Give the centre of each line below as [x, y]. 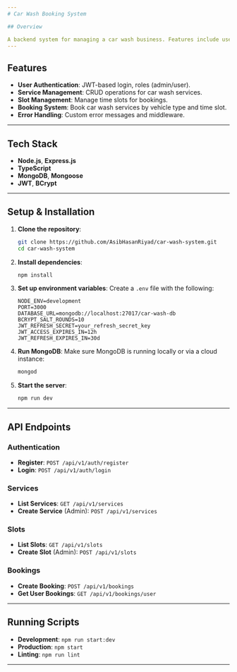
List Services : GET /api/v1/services [70, 504]
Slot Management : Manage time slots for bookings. [92, 100]
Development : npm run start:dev [66, 639]
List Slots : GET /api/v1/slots [60, 545]
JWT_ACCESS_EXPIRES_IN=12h [57, 332]
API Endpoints [39, 427]
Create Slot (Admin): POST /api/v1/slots [77, 552]
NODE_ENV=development [49, 301]
